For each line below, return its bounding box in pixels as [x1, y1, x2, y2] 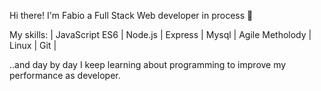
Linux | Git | [9, 40, 57, 51]
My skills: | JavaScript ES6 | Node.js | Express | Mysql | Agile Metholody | [9, 29, 312, 40]
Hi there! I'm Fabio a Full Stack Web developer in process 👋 [9, 10, 254, 21]
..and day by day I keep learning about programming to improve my [9, 59, 287, 70]
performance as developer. [9, 70, 121, 81]
